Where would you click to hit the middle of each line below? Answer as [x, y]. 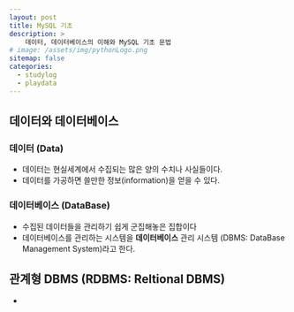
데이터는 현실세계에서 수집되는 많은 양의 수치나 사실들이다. [122, 170]
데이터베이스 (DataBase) [60, 206]
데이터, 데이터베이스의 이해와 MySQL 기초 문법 [98, 42]
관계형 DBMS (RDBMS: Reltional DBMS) [117, 279]
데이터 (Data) [37, 148]
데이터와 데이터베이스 [64, 122]
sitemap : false [37, 58]
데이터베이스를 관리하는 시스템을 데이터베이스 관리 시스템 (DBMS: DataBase [153, 237]
